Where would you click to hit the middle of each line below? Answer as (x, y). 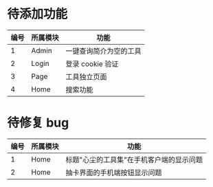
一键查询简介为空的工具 (104, 51)
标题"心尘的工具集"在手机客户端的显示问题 (134, 159)
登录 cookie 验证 (92, 64)
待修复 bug (38, 123)
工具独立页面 (87, 76)
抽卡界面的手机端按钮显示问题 (114, 173)
